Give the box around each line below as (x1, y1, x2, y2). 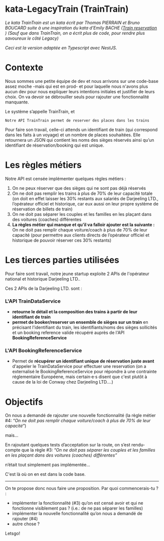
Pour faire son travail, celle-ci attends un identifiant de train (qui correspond (5, 127, 158, 132)
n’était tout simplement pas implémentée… (5, 462, 90, 468)
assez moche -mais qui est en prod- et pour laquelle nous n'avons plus (5, 83, 148, 89)
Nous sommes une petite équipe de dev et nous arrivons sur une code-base (5, 78, 159, 84)
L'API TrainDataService (5, 298, 61, 305)
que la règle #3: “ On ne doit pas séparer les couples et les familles (21, 447, 155, 453)
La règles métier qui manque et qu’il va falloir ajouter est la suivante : (12, 222, 155, 228)
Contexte (5, 62, 43, 73)
